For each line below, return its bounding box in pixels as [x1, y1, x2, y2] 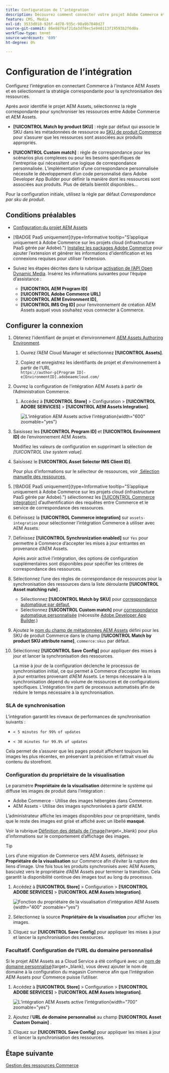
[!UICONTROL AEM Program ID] [20, 285, 88, 291]
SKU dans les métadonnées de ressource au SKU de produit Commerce [13, 129, 162, 135]
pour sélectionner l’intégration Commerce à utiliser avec [39, 520, 155, 526]
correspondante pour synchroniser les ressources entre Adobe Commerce [6, 109, 160, 115]
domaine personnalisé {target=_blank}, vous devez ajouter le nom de [6, 963, 147, 970]
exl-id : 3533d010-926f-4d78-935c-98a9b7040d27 [6, 21, 105, 27]
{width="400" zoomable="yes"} [13, 904, 80, 910]
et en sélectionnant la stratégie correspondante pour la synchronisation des [6, 88, 162, 94]
